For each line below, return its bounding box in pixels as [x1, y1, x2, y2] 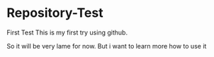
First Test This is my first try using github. [6, 28, 128, 37]
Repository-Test [6, 5, 103, 21]
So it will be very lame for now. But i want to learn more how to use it [6, 42, 207, 50]
